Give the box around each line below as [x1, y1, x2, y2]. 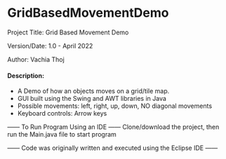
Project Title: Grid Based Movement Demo [7, 28, 129, 36]
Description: [7, 71, 44, 80]
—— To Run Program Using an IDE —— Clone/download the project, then [7, 123, 220, 131]
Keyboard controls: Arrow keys [17, 109, 107, 118]
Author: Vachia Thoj [7, 55, 65, 64]
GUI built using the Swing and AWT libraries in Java [17, 95, 167, 103]
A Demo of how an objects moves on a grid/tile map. [17, 87, 170, 95]
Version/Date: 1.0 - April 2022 [7, 41, 93, 50]
